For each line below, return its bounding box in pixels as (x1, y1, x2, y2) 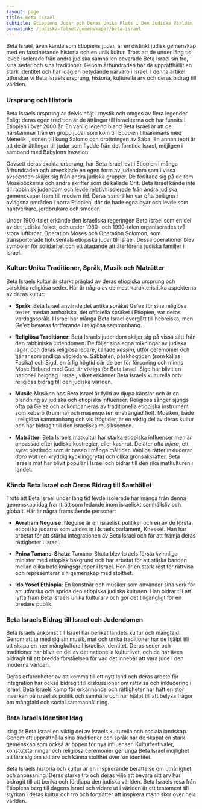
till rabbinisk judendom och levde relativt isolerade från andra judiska (6, 186, 178, 193)
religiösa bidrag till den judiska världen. (14, 378, 113, 385)
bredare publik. (14, 600, 53, 608)
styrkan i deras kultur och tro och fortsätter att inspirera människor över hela (6, 790, 196, 798)
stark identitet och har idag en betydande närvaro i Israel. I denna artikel (6, 68, 186, 76)
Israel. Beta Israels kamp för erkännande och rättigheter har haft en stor (6, 686, 185, 693)
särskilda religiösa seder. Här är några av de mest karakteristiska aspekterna (6, 284, 197, 291)
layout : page (6, 8, 39, 15)
